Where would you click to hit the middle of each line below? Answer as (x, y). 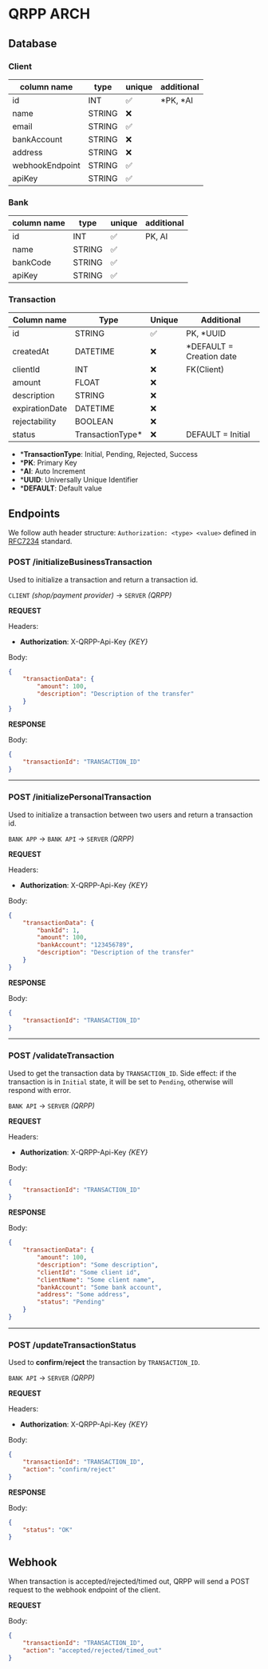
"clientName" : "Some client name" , (96, 1280)
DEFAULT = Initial (218, 434)
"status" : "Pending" (71, 1302)
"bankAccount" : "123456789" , (85, 945)
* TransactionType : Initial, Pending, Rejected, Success (108, 454)
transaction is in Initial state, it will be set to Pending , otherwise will (121, 1082)
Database (33, 44)
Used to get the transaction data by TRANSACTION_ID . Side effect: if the (122, 1073)
